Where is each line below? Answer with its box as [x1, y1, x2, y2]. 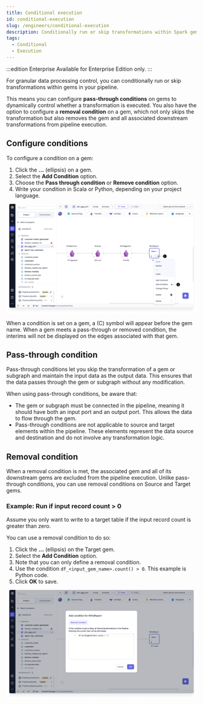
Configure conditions [6, 138, 88, 149]
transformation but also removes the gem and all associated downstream [6, 114, 188, 121]
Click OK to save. [14, 578, 59, 585]
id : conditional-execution [6, 16, 74, 22]
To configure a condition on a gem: [6, 154, 94, 161]
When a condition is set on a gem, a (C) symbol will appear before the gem [6, 319, 193, 326]
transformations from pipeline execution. [6, 121, 108, 128]
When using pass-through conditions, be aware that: [6, 390, 138, 398]
